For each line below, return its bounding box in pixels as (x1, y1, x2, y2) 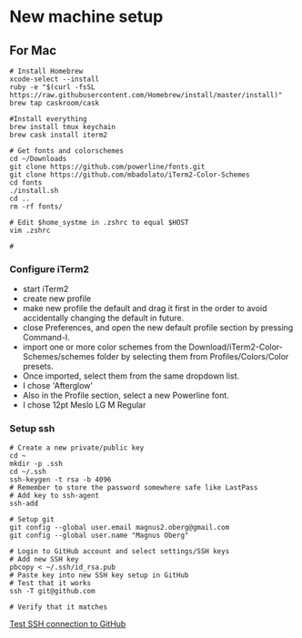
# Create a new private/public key (9, 443, 145, 452)
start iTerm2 (22, 284, 69, 295)
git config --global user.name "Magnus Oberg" (9, 531, 189, 540)
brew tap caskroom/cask (9, 98, 100, 107)
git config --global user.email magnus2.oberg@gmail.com (9, 522, 230, 532)
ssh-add (9, 499, 39, 508)
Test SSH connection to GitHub (9, 618, 126, 629)
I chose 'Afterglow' (22, 380, 94, 391)
